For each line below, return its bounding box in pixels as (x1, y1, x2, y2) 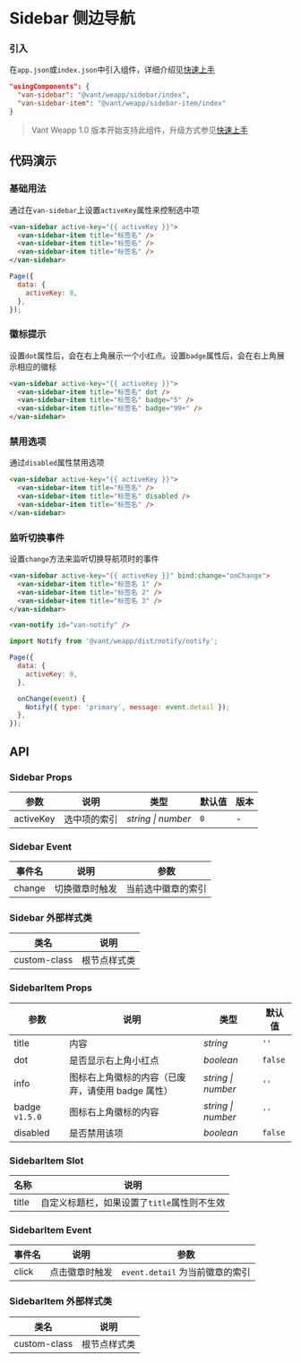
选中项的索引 (64, 812, 118, 825)
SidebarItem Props (9, 982, 92, 994)
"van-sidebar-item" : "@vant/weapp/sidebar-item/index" (17, 99, 227, 108)
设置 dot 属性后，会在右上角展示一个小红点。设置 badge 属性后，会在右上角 (9, 350, 278, 361)
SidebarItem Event (9, 1223, 92, 1236)
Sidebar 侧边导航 (9, 8, 136, 29)
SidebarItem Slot (9, 1154, 84, 1167)
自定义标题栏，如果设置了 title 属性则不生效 (40, 1196, 226, 1209)
